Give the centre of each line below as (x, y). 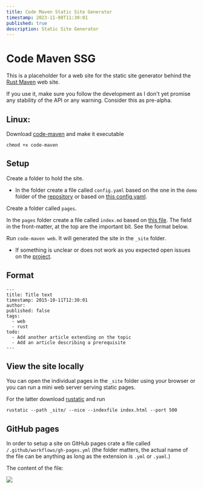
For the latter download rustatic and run (56, 399)
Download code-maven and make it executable (65, 134)
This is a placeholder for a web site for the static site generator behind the (98, 76)
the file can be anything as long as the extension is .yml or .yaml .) (88, 456)
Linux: (18, 119)
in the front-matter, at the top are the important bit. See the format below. (98, 226)
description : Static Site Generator (52, 29)
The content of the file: (35, 468)
